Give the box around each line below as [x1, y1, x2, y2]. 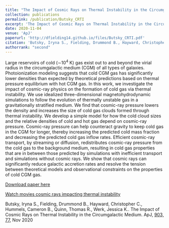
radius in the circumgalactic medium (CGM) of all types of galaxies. [5, 65, 145, 71]
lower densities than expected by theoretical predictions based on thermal [5, 75, 159, 82]
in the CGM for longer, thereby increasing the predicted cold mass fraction [5, 129, 160, 135]
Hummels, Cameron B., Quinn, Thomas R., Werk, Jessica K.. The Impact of [5, 206, 160, 212]
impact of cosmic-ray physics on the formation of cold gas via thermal [5, 86, 151, 92]
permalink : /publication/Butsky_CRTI [5, 17, 84, 22]
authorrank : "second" [5, 45, 51, 50]
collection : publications [5, 12, 59, 17]
